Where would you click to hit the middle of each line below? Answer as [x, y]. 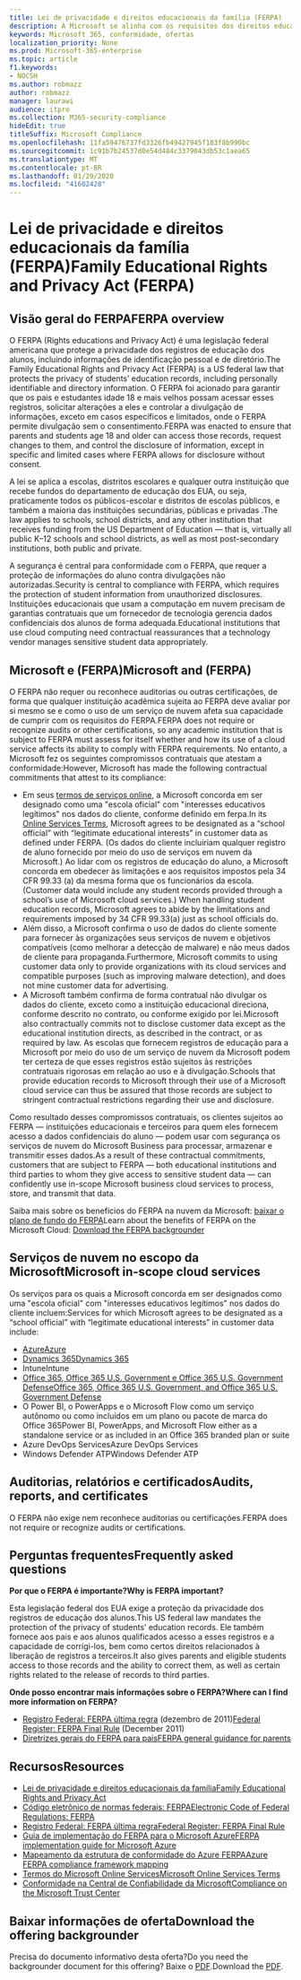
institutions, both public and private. [76, 549]
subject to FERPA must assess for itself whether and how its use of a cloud [147, 739]
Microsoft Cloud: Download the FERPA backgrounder [107, 1229]
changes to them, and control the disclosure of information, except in [137, 446]
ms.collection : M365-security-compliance [88, 117]
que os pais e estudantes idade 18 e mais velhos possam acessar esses [142, 398]
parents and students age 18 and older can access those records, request [146, 436]
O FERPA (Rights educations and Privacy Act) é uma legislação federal [139, 341]
